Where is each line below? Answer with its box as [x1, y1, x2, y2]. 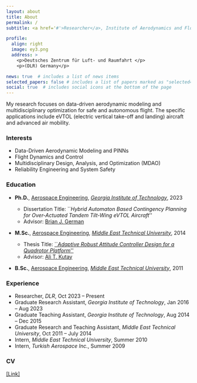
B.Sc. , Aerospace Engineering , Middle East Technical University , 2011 [14, 264, 184, 271]
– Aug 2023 [14, 305, 43, 312]
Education [6, 180, 36, 189]
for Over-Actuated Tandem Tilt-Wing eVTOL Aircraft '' [23, 211, 152, 219]
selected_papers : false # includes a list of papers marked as [6, 79, 164, 85]
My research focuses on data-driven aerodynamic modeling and [6, 100, 162, 107]
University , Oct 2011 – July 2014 [14, 330, 92, 337]
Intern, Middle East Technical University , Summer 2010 [14, 336, 148, 344]
